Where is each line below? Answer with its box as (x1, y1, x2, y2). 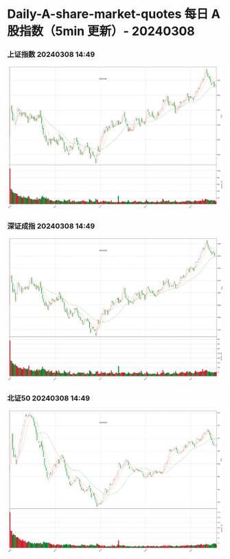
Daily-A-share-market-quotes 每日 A (7, 6, 221, 22)
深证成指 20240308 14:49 (7, 221, 95, 231)
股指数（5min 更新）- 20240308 (7, 23, 196, 39)
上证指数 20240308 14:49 (7, 49, 95, 59)
